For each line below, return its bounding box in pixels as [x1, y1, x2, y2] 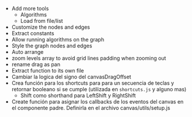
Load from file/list [20, 18, 63, 24]
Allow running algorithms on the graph [11, 36, 104, 43]
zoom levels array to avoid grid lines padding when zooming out [11, 55, 166, 61]
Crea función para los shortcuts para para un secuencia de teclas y [11, 80, 174, 87]
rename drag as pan [11, 61, 60, 68]
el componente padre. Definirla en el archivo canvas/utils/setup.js [11, 105, 171, 111]
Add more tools [11, 5, 49, 12]
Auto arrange [11, 49, 44, 55]
